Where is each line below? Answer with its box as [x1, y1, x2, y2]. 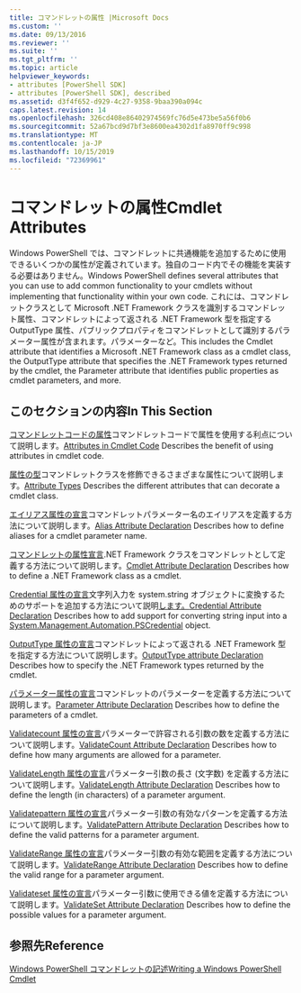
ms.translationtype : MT [9, 131, 99, 140]
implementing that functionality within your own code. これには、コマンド [9, 291, 281, 302]
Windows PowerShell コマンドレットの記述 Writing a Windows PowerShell [9, 963, 282, 974]
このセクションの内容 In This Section [9, 403, 213, 419]
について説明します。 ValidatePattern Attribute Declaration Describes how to [9, 819, 289, 830]
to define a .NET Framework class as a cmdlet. [9, 570, 182, 581]
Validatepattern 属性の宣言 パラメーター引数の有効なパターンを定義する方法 [9, 808, 288, 819]
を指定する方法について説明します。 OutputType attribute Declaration [9, 650, 263, 660]
